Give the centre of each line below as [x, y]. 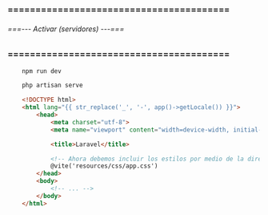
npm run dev [42, 71]
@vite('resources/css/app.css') [104, 166]
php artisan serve [52, 85]
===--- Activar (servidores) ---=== [66, 29]
